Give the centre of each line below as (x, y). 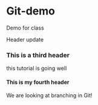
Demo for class (25, 28)
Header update (25, 39)
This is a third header (38, 55)
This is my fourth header (38, 82)
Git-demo (31, 11)
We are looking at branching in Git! (49, 95)
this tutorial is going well (37, 68)
